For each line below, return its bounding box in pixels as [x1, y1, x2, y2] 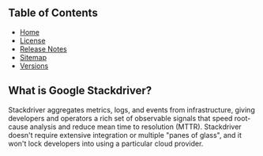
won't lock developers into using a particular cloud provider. [8, 139, 204, 148]
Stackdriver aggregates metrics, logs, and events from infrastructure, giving [8, 105, 255, 114]
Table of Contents [8, 6, 99, 20]
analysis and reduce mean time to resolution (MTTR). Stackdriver [29, 122, 242, 131]
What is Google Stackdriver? [8, 84, 152, 97]
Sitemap [19, 52, 47, 62]
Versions [19, 61, 49, 70]
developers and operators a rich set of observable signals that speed [8, 113, 233, 123]
